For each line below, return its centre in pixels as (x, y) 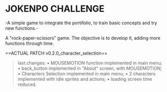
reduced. (27, 84)
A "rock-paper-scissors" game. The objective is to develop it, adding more (83, 38)
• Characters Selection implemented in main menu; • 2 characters (87, 73)
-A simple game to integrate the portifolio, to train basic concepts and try (81, 23)
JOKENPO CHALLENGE (55, 9)
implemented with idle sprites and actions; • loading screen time (85, 79)
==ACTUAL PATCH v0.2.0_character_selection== (56, 53)
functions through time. (30, 43)
